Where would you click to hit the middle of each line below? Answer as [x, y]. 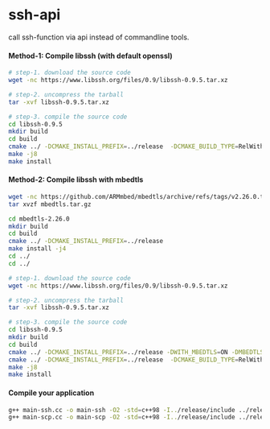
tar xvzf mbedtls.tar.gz [50, 204]
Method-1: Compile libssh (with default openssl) [90, 56]
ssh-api [35, 15]
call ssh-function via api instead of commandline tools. [99, 37]
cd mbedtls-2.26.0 [39, 219]
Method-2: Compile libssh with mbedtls [76, 179]
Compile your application [51, 393]
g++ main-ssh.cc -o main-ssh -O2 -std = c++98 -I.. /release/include [122, 410]
